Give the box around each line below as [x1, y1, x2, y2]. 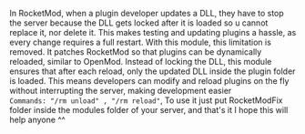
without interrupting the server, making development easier [9, 86, 232, 96]
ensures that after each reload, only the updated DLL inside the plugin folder [9, 66, 296, 77]
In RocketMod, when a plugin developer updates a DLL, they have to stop [9, 8, 284, 18]
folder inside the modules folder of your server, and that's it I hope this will [9, 105, 289, 115]
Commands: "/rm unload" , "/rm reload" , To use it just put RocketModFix [9, 95, 283, 106]
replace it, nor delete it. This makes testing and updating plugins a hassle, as [9, 27, 297, 37]
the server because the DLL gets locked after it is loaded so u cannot [9, 17, 269, 28]
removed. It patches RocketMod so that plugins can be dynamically [9, 46, 262, 57]
